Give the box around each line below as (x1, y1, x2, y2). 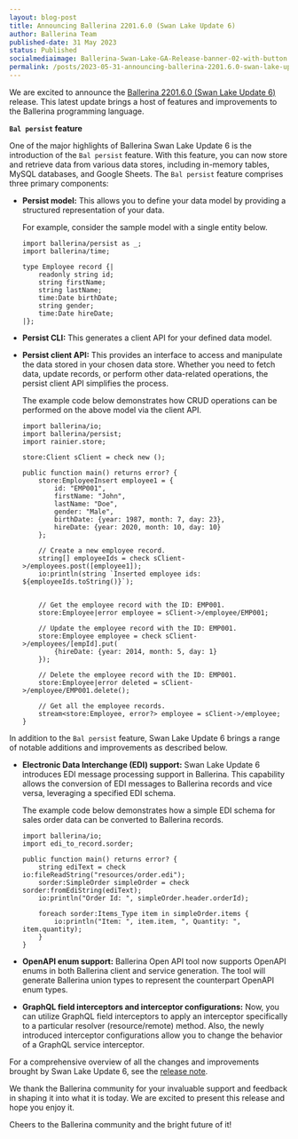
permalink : (9, 63, 50, 72)
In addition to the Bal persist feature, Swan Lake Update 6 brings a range (9, 732, 281, 743)
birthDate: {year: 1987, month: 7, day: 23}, (54, 514, 225, 524)
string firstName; (38, 277, 106, 287)
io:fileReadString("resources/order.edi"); (21, 870, 186, 880)
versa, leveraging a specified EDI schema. (21, 787, 176, 798)
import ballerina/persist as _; (21, 239, 142, 248)
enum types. (21, 984, 68, 995)
